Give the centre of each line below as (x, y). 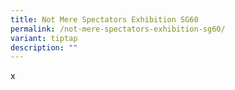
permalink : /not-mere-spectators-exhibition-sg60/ (118, 29)
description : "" (44, 47)
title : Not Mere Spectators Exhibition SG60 (104, 19)
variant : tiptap (44, 38)
